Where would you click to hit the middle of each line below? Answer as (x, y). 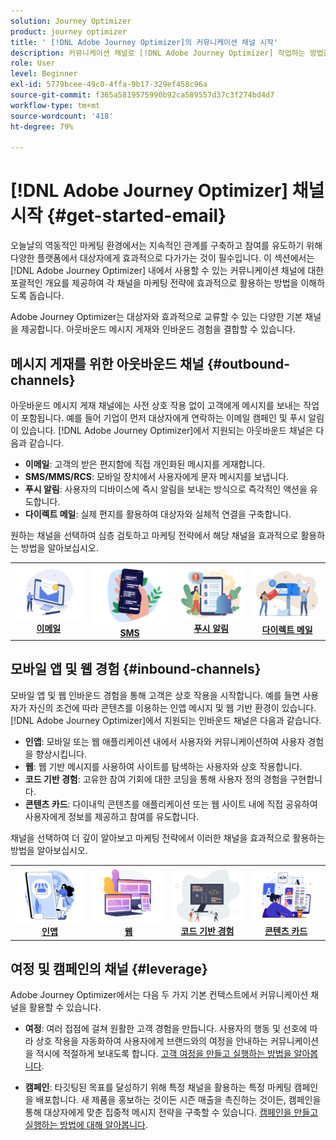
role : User (33, 63)
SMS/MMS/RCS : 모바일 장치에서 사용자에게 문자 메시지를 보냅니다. (157, 476)
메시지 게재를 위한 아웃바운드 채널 (107, 363)
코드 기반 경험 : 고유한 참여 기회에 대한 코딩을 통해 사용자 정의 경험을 (156, 779)
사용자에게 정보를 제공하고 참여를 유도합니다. (112, 816)
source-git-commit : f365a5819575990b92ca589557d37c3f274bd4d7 (142, 95)
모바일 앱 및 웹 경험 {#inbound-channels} (136, 669)
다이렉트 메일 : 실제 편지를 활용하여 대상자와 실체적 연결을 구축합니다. (158, 514)
